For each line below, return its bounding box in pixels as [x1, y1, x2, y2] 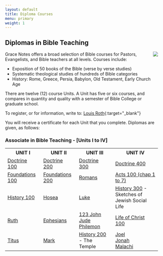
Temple [79, 243, 96, 250]
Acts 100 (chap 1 [115, 171, 156, 178]
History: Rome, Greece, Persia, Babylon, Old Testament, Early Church [12, 76, 151, 82]
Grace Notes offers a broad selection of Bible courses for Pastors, [5, 51, 137, 57]
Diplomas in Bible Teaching [5, 38, 89, 46]
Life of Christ [115, 214, 145, 221]
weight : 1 [5, 20, 25, 26]
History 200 [79, 231, 107, 238]
